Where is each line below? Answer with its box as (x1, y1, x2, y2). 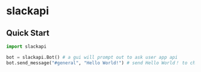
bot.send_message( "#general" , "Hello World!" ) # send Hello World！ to (6, 60, 188, 66)
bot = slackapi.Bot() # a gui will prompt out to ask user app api (6, 54, 178, 60)
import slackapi (6, 43, 47, 49)
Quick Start (6, 28, 50, 38)
